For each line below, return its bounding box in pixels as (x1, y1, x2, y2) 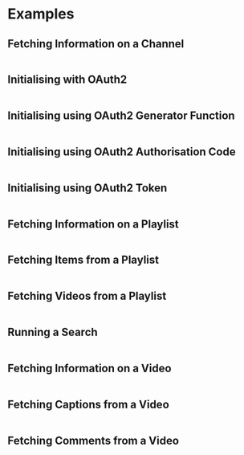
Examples (7, 5, 75, 23)
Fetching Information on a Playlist (7, 217, 180, 231)
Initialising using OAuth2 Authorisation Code (7, 146, 236, 159)
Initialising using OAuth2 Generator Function (7, 109, 235, 123)
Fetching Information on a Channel (7, 37, 185, 51)
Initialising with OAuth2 (7, 73, 128, 87)
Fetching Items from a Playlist (7, 253, 160, 267)
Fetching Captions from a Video (7, 397, 169, 411)
